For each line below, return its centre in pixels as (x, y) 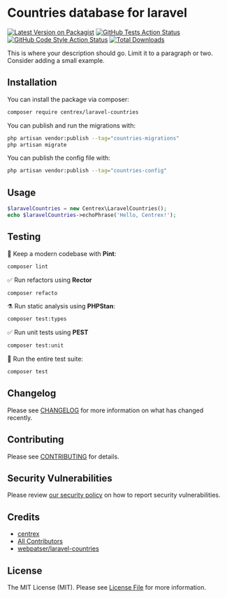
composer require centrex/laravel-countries (73, 112)
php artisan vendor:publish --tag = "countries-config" (87, 171)
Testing (24, 237)
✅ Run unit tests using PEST (48, 332)
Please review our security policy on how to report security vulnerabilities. (114, 495)
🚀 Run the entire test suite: (45, 359)
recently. (20, 417)
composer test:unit (36, 346)
